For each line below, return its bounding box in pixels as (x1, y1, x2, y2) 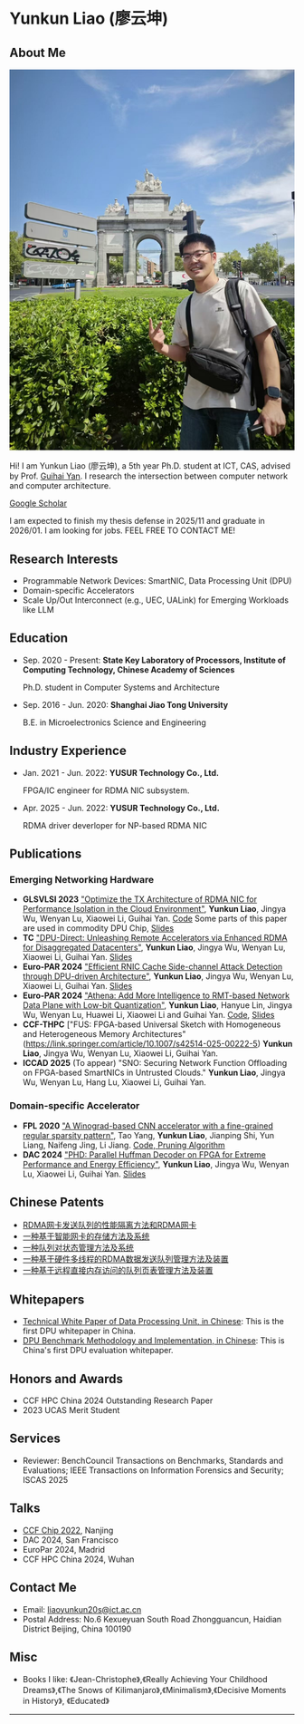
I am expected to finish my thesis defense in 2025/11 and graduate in (9, 516, 265, 527)
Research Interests (9, 551, 119, 567)
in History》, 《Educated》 (22, 1696, 110, 1707)
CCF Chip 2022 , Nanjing (22, 1525, 114, 1535)
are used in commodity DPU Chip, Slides (22, 923, 175, 934)
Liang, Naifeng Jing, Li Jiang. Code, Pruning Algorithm (22, 1139, 226, 1150)
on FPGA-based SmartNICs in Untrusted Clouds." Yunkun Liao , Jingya (22, 1067, 286, 1079)
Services (9, 1431, 62, 1447)
